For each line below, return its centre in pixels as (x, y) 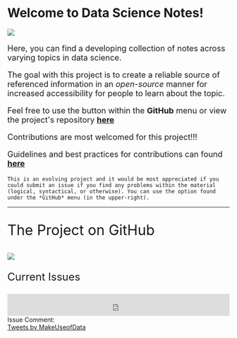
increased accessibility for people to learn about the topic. (116, 93)
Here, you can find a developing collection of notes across (116, 48)
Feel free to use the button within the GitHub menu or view (117, 110)
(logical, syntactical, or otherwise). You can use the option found (112, 191)
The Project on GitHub (81, 230)
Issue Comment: (31, 320)
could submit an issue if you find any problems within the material (112, 185)
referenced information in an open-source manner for (108, 84)
